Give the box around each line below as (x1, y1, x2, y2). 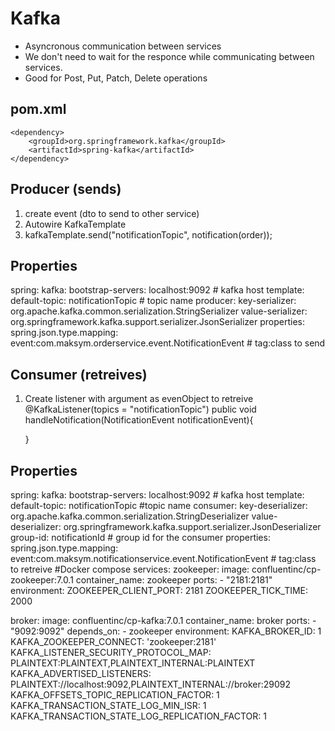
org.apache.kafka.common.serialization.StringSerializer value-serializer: (10, 305, 308, 317)
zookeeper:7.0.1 (10, 574, 74, 586)
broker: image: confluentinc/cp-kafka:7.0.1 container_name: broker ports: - (10, 615, 317, 626)
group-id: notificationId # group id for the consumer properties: (10, 532, 271, 543)
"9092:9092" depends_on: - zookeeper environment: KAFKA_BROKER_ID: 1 (10, 625, 322, 637)
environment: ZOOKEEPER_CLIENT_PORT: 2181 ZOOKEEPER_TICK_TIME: (10, 585, 309, 596)
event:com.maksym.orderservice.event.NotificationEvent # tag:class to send (10, 337, 326, 349)
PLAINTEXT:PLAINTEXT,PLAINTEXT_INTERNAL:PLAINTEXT (10, 657, 256, 669)
